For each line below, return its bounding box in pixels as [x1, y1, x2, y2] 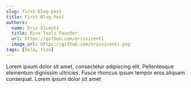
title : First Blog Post [6, 14, 65, 20]
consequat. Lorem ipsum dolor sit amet [6, 75, 101, 82]
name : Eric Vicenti [11, 25, 60, 31]
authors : [6, 19, 28, 25]
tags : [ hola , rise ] [6, 47, 54, 53]
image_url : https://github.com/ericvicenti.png [11, 42, 131, 48]
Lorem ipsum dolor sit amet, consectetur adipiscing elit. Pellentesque [6, 63, 174, 70]
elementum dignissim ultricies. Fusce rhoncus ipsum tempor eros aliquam [6, 69, 186, 76]
